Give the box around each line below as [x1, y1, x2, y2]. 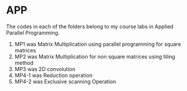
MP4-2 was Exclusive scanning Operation [14, 77, 116, 85]
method [14, 59, 34, 66]
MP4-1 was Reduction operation [14, 72, 93, 79]
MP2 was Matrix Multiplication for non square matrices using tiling [14, 53, 175, 60]
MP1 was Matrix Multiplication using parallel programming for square [14, 41, 181, 48]
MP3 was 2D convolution [14, 65, 75, 72]
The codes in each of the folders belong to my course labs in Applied [6, 23, 173, 30]
